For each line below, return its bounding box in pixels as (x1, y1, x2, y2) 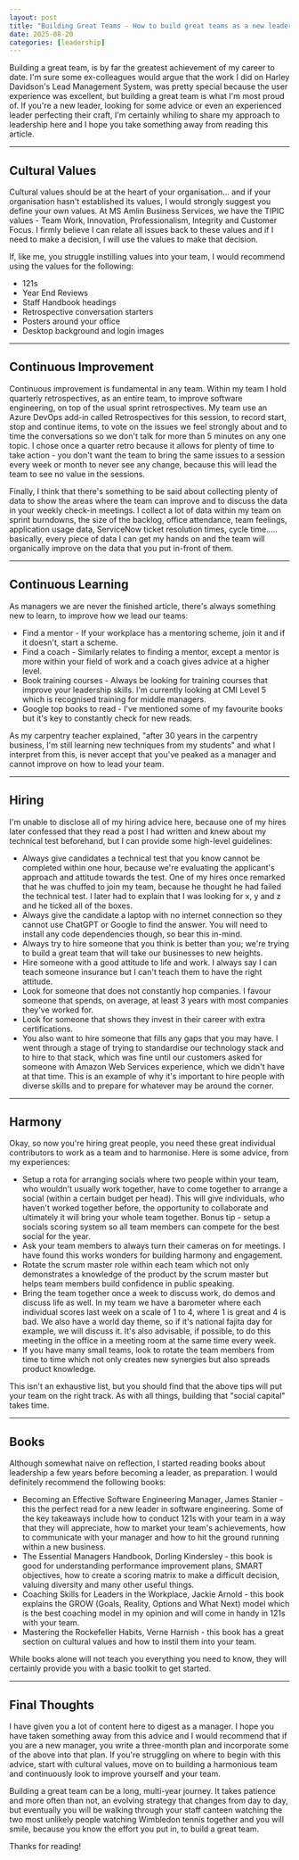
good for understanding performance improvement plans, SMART (21, 1560, 264, 1571)
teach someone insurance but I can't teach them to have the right (21, 966, 263, 977)
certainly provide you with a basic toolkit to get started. (9, 1663, 212, 1674)
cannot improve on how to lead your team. (9, 758, 165, 769)
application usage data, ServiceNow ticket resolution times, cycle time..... (9, 524, 278, 534)
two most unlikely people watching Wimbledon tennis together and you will (9, 1814, 285, 1824)
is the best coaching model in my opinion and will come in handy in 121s (21, 1608, 287, 1619)
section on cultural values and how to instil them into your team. (21, 1636, 257, 1647)
